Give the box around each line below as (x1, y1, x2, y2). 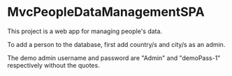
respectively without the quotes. (7, 61, 100, 69)
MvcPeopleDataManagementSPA (7, 4, 205, 20)
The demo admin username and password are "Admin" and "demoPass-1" (7, 53, 221, 62)
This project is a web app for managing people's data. (7, 27, 163, 35)
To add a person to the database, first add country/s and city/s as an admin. (7, 40, 226, 48)
